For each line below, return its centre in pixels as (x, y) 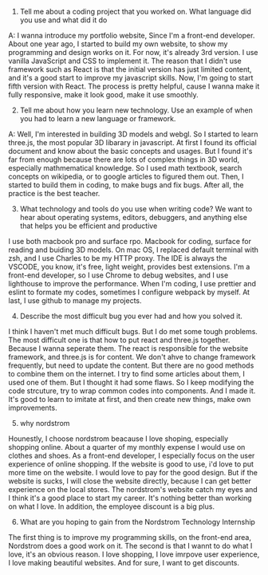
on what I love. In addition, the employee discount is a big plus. (112, 506)
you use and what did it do (63, 20)
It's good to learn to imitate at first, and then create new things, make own (130, 399)
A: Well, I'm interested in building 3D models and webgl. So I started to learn (133, 134)
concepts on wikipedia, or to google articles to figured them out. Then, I (126, 176)
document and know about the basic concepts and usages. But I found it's (130, 151)
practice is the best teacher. (54, 193)
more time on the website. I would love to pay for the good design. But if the (133, 473)
